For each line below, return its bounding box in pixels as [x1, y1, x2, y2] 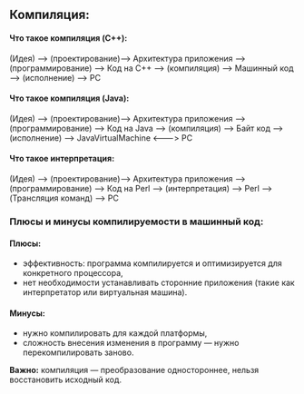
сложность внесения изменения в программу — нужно [22, 338, 240, 349]
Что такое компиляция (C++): [9, 32, 128, 44]
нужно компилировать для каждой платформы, [22, 328, 208, 339]
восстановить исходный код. [9, 374, 123, 385]
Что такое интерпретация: [9, 153, 115, 164]
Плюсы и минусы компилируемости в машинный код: [9, 215, 264, 228]
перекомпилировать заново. [22, 347, 134, 358]
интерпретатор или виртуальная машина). [22, 287, 188, 298]
